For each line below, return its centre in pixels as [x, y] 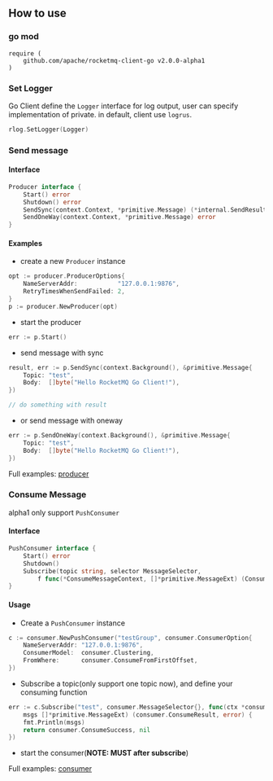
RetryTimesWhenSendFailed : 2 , [74, 292]
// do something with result [58, 405]
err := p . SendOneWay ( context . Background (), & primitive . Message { [119, 436]
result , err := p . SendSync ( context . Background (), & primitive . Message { [130, 367]
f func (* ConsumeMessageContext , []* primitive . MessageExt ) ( [141, 579]
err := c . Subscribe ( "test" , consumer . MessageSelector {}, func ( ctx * [127, 707]
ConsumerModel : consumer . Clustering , [89, 653]
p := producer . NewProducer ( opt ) [63, 306]
